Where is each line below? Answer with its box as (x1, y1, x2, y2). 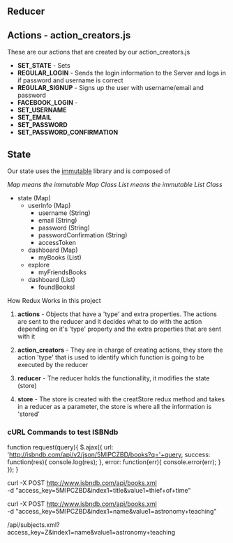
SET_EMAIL (17, 113, 52, 121)
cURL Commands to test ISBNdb (7, 427, 119, 437)
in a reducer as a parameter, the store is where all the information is (17, 403, 212, 411)
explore (27, 261, 50, 269)
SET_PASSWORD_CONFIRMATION (17, 128, 119, 137)
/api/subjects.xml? (7, 521, 61, 529)
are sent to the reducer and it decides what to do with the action (17, 318, 202, 326)
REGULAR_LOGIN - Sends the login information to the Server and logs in (17, 69, 227, 77)
